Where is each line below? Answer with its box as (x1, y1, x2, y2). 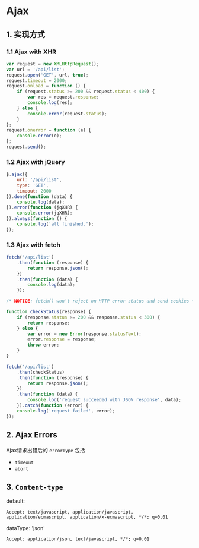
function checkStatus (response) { (6, 309, 92, 315)
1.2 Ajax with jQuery (6, 158, 65, 166)
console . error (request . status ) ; (27, 111, 108, 116)
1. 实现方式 (6, 29, 46, 39)
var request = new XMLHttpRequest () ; (6, 61, 99, 67)
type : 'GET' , (17, 182, 49, 188)
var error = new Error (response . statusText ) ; (27, 331, 142, 337)
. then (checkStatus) (17, 369, 65, 375)
